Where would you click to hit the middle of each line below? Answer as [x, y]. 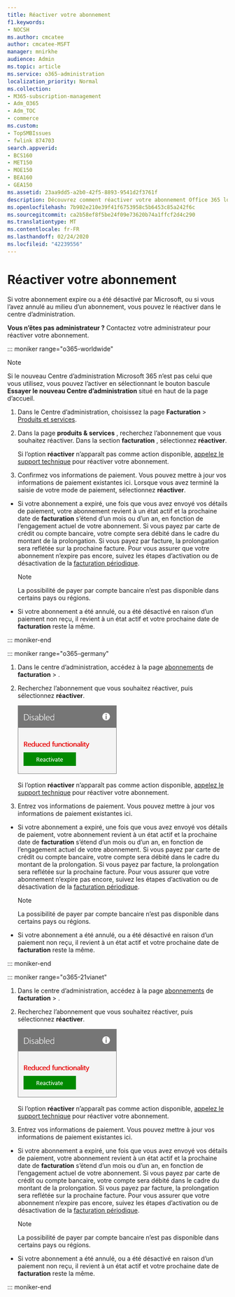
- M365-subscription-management [54, 96]
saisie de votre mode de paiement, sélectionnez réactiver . [102, 490]
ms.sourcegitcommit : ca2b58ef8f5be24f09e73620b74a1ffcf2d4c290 [101, 215]
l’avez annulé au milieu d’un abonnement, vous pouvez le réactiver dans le [114, 307]
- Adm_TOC [22, 111]
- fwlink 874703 [31, 140]
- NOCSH [19, 29]
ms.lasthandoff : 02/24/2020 [48, 237]
